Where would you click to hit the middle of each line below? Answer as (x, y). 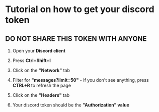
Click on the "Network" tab (41, 70)
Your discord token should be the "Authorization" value (71, 105)
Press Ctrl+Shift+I (32, 61)
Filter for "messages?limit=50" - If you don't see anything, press (81, 80)
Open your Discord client (39, 51)
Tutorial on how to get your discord (80, 9)
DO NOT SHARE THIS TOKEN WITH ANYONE (76, 39)
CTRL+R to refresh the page (42, 85)
